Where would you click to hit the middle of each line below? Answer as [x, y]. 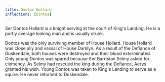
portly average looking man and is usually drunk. [55, 33]
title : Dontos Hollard [28, 10]
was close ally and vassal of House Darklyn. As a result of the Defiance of [80, 48]
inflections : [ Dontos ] [28, 14]
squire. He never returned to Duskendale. [47, 74]
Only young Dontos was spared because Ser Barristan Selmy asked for [77, 58]
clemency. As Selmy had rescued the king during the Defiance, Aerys [76, 64]
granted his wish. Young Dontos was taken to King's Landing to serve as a [81, 69]
